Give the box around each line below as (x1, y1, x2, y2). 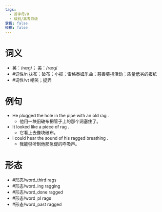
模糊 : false (5, 25, 28, 30)
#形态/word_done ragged (12, 189, 63, 195)
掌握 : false (5, 21, 28, 26)
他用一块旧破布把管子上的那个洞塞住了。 (19, 118, 101, 124)
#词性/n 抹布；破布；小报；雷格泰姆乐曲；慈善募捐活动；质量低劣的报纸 (12, 71, 157, 77)
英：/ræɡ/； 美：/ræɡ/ (12, 65, 58, 71)
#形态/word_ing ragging (12, 183, 61, 189)
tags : (5, 7, 16, 12)
